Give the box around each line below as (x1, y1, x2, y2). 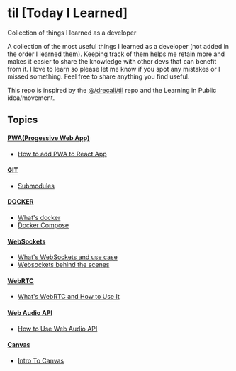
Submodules (17, 181, 55, 190)
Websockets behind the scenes (17, 261, 110, 269)
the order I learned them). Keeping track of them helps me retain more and (7, 50, 225, 58)
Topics (7, 114, 38, 126)
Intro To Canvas (17, 356, 64, 365)
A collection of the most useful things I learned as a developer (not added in (7, 42, 229, 50)
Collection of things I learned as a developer (7, 28, 137, 37)
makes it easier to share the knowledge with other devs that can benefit (7, 57, 217, 65)
